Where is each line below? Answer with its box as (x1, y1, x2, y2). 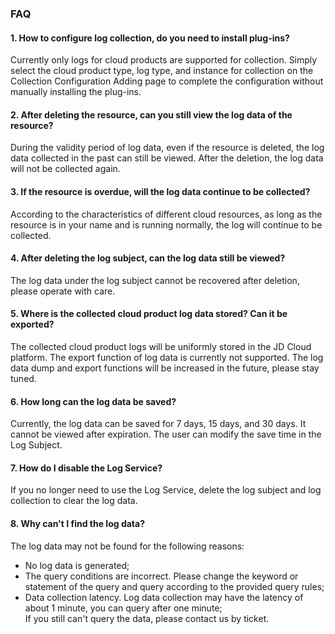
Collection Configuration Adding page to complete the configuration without (10, 75, 324, 87)
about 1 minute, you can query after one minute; (24, 602, 223, 614)
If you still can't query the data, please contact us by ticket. (24, 612, 270, 624)
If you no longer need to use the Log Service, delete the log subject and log (10, 484, 322, 496)
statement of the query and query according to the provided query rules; (24, 580, 325, 592)
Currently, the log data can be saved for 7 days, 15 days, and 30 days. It (10, 418, 307, 430)
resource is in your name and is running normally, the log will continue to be (10, 218, 323, 231)
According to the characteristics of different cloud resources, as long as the (10, 208, 323, 220)
